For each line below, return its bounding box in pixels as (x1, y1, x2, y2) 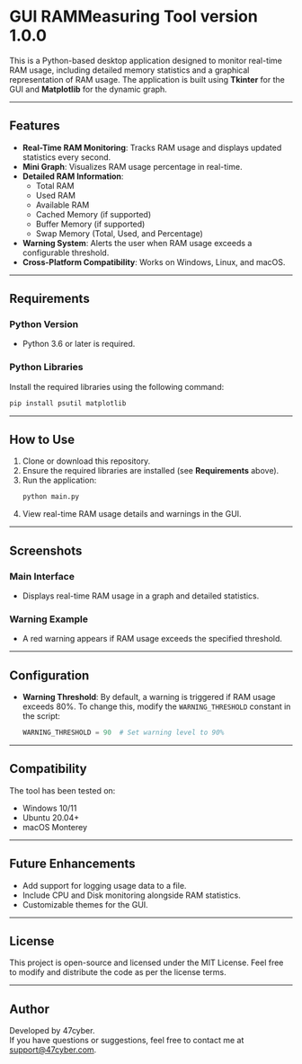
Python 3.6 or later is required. (22, 339, 136, 350)
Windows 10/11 (22, 802, 77, 813)
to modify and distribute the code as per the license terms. (9, 967, 226, 978)
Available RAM (35, 199, 90, 210)
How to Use (9, 432, 75, 447)
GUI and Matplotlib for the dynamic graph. (9, 84, 168, 94)
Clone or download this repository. (22, 456, 151, 466)
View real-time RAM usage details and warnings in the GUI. (22, 509, 242, 519)
